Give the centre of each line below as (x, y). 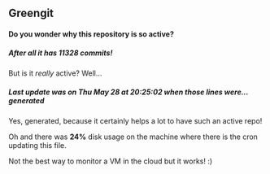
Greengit (31, 13)
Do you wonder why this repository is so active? (91, 34)
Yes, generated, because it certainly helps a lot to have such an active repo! (135, 120)
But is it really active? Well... (55, 73)
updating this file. (37, 145)
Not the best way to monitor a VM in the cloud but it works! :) (111, 161)
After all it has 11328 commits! (61, 53)
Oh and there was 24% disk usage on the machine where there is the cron (133, 137)
